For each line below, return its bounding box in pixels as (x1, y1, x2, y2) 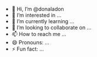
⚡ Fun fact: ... (11, 45, 44, 52)
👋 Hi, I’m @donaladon (11, 6, 65, 12)
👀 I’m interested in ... (11, 12, 62, 19)
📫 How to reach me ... (11, 31, 66, 37)
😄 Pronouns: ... (11, 39, 50, 46)
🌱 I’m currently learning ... (11, 18, 75, 24)
